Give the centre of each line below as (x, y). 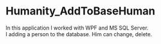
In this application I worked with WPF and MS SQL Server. (77, 28)
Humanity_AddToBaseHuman (80, 11)
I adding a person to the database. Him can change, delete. (79, 34)
